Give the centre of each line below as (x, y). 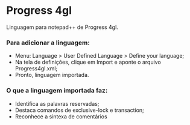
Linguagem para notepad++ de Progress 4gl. (62, 27)
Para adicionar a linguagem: (48, 43)
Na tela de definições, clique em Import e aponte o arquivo (88, 62)
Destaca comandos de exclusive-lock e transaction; (80, 110)
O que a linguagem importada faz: (57, 91)
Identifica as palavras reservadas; (57, 103)
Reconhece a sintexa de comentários (61, 116)
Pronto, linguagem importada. (52, 75)
